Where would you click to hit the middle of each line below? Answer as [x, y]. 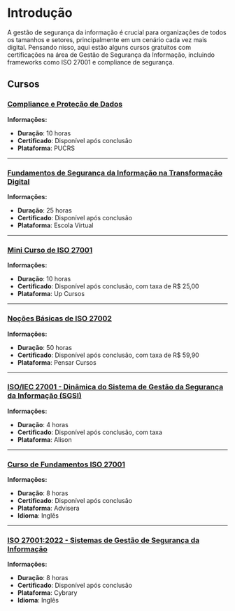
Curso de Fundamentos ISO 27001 [66, 464]
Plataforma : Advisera [48, 508]
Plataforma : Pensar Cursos [57, 362]
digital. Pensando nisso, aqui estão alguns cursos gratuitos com [99, 47]
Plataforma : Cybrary [47, 593]
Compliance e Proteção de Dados [65, 105]
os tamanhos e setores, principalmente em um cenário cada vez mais [107, 39]
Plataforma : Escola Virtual [55, 225]
